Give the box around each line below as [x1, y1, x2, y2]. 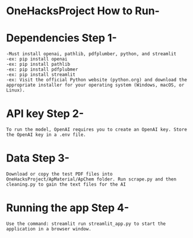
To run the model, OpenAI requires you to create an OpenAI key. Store [6, 126, 187, 133]
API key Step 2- [6, 107, 84, 120]
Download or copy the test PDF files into [6, 171, 113, 177]
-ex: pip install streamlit [6, 72, 76, 78]
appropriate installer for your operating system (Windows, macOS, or [6, 82, 185, 88]
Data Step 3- [6, 151, 70, 165]
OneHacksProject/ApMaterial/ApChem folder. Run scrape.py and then [6, 176, 177, 182]
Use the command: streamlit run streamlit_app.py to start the [6, 221, 166, 227]
